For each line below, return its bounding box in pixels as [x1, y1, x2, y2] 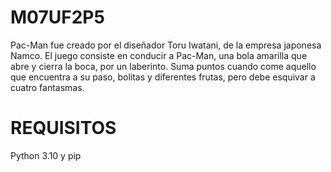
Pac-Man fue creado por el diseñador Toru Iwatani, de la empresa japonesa [10, 39, 322, 51]
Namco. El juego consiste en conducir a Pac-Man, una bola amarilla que [10, 49, 308, 61]
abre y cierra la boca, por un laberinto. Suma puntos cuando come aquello [10, 60, 317, 72]
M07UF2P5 [10, 6, 105, 29]
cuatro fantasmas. [10, 81, 85, 93]
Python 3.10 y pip [10, 149, 82, 161]
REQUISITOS [10, 117, 117, 140]
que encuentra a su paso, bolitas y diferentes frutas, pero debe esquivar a [10, 71, 316, 83]
